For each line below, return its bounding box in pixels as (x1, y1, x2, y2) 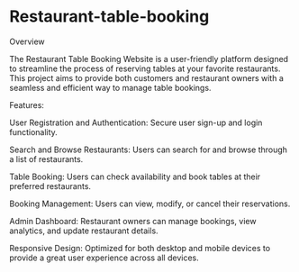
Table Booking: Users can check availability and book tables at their (9, 171, 261, 182)
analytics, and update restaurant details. (9, 225, 159, 236)
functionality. (9, 126, 59, 137)
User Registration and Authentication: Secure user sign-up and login (9, 117, 263, 128)
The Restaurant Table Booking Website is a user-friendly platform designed (9, 53, 289, 64)
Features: (9, 99, 45, 110)
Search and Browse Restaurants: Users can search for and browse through (9, 144, 288, 155)
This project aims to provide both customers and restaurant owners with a (9, 72, 284, 83)
